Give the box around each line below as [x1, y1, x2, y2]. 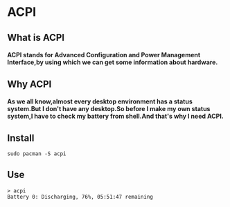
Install [7, 132, 35, 144]
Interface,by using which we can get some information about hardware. [7, 58, 218, 66]
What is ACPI [7, 32, 64, 43]
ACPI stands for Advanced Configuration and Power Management [7, 51, 201, 59]
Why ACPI [7, 78, 52, 90]
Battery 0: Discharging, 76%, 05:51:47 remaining [7, 193, 154, 200]
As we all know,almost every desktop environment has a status [7, 97, 193, 106]
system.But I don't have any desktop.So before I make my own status [7, 105, 211, 113]
